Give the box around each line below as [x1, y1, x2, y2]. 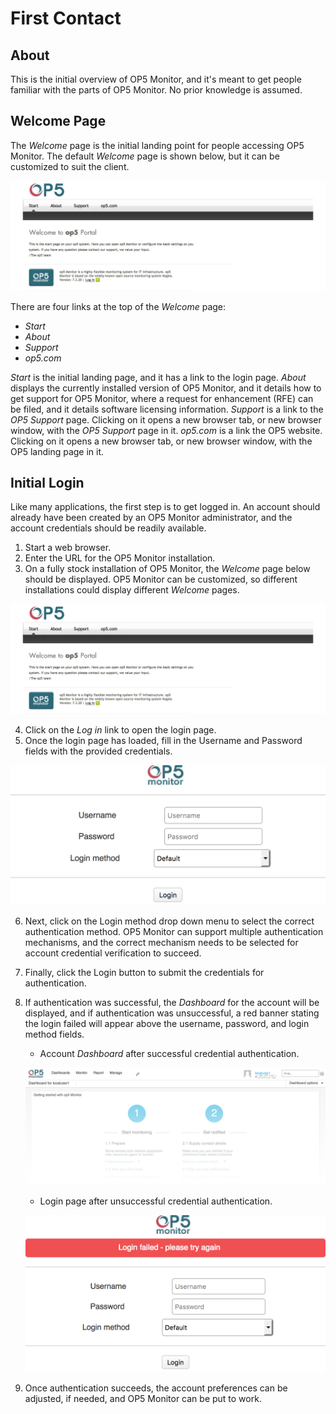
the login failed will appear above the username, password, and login [24, 1018, 310, 1030]
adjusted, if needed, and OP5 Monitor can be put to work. [24, 1393, 262, 1405]
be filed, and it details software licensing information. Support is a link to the [10, 403, 324, 415]
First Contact [10, 7, 122, 30]
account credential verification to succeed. [24, 947, 202, 959]
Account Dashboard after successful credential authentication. [39, 1048, 300, 1060]
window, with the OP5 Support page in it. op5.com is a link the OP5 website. [10, 424, 323, 436]
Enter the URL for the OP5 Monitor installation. [24, 552, 216, 564]
